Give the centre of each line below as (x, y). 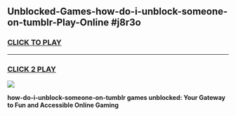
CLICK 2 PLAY (32, 69)
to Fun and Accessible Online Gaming (63, 105)
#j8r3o (126, 23)
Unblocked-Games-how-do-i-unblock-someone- (118, 12)
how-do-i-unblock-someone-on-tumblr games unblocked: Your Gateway (117, 97)
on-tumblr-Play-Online (58, 23)
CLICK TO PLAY (34, 43)
